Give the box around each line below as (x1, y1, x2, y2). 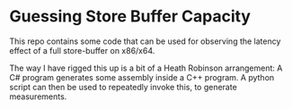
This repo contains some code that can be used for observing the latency (9, 36, 281, 46)
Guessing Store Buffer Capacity (9, 6, 252, 27)
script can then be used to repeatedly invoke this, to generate (9, 81, 238, 92)
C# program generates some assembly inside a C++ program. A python (9, 71, 275, 82)
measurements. (9, 91, 67, 102)
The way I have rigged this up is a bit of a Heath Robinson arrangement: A (9, 63, 283, 73)
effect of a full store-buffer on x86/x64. (9, 45, 155, 55)
